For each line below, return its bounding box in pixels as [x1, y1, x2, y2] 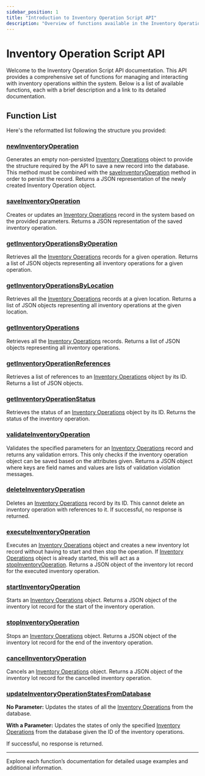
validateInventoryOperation [6, 430, 90, 439]
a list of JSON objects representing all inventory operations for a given [6, 260, 183, 267]
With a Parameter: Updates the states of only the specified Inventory [6, 722, 181, 729]
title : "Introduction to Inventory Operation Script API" [6, 15, 157, 21]
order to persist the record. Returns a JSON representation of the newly [6, 175, 187, 183]
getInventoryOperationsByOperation [6, 239, 118, 247]
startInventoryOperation [6, 583, 81, 591]
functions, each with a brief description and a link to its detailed [6, 86, 167, 93]
